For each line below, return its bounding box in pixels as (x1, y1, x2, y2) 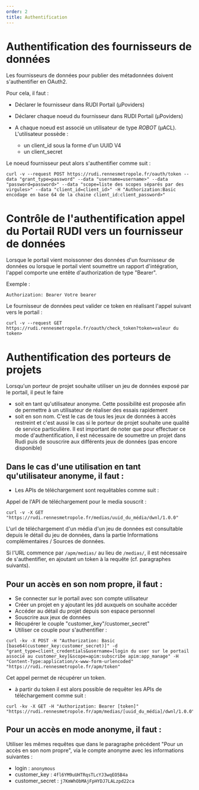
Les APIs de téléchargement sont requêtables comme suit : (14, 487, 159, 494)
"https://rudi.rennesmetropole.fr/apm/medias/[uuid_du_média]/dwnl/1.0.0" (6, 708, 195, 715)
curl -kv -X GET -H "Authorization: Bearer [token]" (6, 703, 139, 709)
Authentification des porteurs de (6, 351, 171, 364)
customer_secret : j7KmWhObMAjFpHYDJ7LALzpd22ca (14, 777, 135, 784)
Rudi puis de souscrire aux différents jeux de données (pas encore (14, 438, 178, 445)
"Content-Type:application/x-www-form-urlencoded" (6, 658, 134, 664)
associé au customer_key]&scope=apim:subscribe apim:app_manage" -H (6, 653, 179, 659)
